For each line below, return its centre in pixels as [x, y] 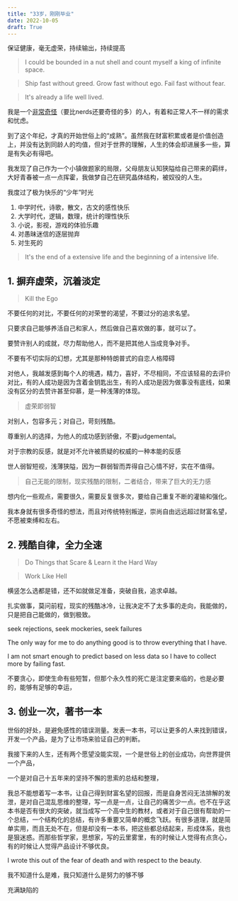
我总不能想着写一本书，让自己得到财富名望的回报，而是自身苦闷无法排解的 [116, 793]
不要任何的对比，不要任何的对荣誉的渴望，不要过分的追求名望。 [100, 313]
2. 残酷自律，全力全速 [55, 545]
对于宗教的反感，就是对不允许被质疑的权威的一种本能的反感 [94, 451]
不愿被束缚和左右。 [35, 521]
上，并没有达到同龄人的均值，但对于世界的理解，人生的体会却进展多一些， [116, 144]
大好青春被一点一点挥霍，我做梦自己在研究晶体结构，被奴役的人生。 [107, 177]
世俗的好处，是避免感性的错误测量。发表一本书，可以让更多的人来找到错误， [119, 730]
